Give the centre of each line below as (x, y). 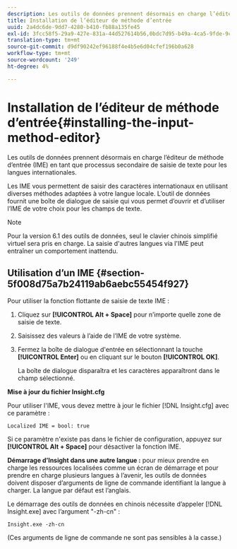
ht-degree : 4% (28, 66)
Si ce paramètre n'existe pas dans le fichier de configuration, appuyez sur (115, 439)
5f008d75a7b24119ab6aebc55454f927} (98, 284)
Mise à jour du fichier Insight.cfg (56, 392)
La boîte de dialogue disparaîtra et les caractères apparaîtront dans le (119, 371)
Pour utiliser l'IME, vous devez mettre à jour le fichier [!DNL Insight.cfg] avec (118, 406)
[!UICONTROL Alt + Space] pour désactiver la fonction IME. (94, 447)
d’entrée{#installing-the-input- (101, 123)
